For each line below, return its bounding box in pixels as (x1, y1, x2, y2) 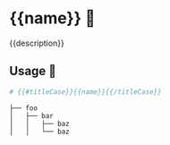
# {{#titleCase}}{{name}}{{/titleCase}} (9, 87, 163, 97)
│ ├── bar (9, 111, 54, 120)
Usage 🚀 (9, 64, 56, 79)
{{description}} (9, 38, 64, 48)
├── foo (9, 103, 38, 113)
